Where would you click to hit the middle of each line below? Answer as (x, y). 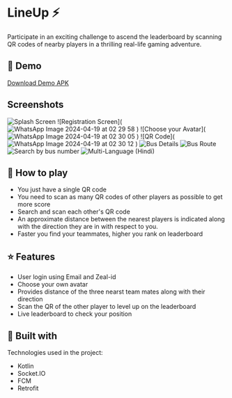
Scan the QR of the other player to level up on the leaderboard (107, 307)
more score (34, 205)
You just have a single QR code (62, 190)
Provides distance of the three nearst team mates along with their (111, 292)
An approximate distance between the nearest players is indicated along (121, 219)
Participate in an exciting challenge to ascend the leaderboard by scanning (115, 37)
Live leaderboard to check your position (75, 314)
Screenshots (36, 105)
